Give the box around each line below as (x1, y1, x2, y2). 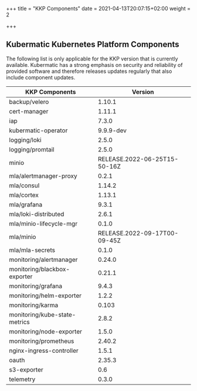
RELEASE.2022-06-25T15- (97, 155, 179, 163)
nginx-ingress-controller (9, 346, 79, 355)
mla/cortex (9, 191, 39, 199)
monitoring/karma (9, 301, 59, 309)
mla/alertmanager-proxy (9, 171, 77, 180)
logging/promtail (9, 145, 55, 153)
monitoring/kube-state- (9, 311, 76, 319)
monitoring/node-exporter (9, 327, 83, 335)
